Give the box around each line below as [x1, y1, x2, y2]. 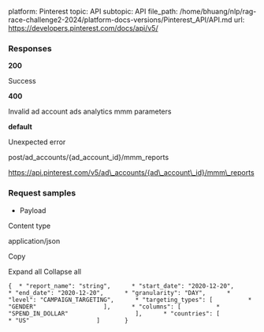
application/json [8, 236, 61, 245]
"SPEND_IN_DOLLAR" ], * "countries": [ [8, 309, 221, 318]
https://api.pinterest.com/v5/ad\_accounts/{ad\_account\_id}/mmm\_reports [8, 168, 255, 177]
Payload [19, 205, 46, 215]
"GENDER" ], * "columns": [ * [8, 303, 221, 311]
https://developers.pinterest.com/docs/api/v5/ [8, 24, 159, 32]
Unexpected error [8, 137, 66, 147]
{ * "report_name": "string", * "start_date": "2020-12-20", [8, 282, 235, 290]
